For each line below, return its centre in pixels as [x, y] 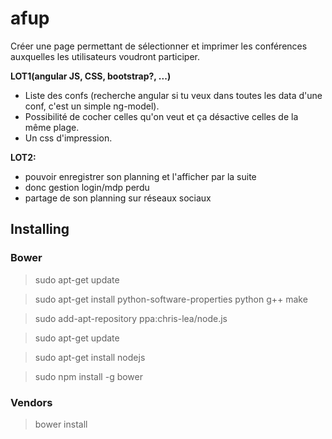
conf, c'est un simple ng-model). [92, 106]
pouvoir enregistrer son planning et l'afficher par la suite [140, 176]
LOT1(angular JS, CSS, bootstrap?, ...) [91, 76]
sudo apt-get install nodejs [90, 357]
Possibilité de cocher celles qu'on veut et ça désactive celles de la [161, 116]
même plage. [52, 127]
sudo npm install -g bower [89, 376]
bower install [61, 424]
